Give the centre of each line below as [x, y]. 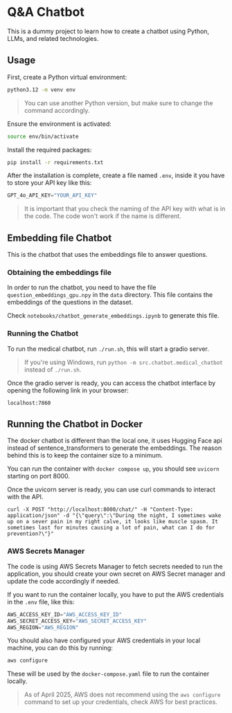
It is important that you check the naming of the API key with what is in [125, 209]
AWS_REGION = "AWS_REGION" [43, 627]
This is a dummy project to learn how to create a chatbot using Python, [108, 31]
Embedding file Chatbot [60, 238]
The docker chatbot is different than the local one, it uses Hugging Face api [115, 441]
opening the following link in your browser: [68, 390]
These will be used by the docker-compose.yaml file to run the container [108, 674]
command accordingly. [57, 110]
